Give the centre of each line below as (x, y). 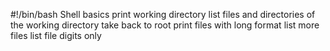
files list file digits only (56, 35)
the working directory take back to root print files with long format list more (165, 25)
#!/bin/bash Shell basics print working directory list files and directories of (163, 14)
